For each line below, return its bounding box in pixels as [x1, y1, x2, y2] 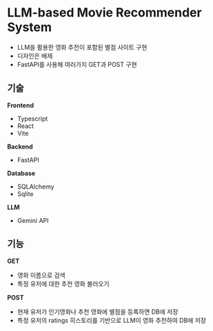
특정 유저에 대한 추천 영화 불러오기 [17, 279, 110, 288]
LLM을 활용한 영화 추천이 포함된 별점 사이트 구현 [17, 43, 148, 51]
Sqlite [17, 189, 34, 197]
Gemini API [17, 216, 50, 224]
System [7, 19, 52, 35]
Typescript [17, 114, 48, 122]
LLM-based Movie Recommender [7, 5, 202, 21]
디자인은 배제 [17, 52, 53, 60]
